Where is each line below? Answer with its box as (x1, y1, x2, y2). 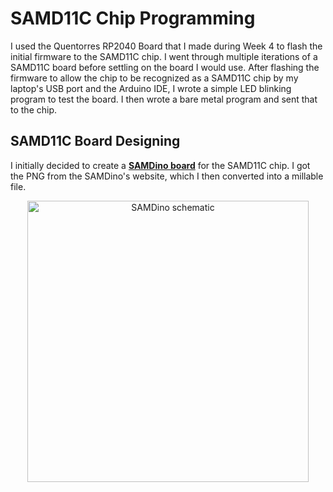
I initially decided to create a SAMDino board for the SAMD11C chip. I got (10, 159, 311, 171)
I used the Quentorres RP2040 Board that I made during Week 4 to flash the (10, 40, 323, 52)
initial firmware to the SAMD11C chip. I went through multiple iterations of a (10, 50, 318, 62)
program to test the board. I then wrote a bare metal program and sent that (10, 93, 318, 105)
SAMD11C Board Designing (10, 133, 181, 150)
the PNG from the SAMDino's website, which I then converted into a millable (10, 170, 324, 182)
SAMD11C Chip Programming (10, 7, 256, 30)
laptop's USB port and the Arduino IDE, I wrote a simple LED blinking (10, 82, 292, 94)
